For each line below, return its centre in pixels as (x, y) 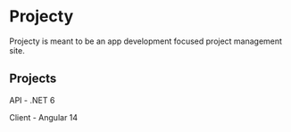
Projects (33, 79)
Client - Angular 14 (44, 117)
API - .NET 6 (32, 100)
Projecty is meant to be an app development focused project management (146, 41)
